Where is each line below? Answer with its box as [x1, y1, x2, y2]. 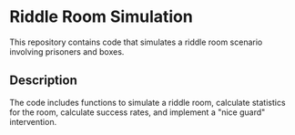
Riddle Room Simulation [9, 6, 193, 27]
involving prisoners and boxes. [9, 46, 125, 57]
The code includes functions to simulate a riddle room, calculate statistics [9, 97, 286, 108]
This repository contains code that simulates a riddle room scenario [9, 36, 263, 47]
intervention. [9, 116, 57, 127]
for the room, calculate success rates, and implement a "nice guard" [9, 107, 266, 118]
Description [9, 73, 77, 88]
